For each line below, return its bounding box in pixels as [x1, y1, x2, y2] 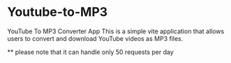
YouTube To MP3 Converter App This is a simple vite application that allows [7, 27, 225, 35]
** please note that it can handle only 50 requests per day [7, 48, 174, 56]
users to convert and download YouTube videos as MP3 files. [7, 34, 184, 42]
